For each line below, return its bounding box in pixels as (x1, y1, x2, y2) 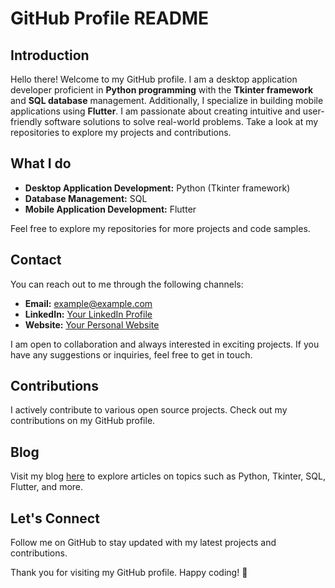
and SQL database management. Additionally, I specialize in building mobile (10, 95, 324, 106)
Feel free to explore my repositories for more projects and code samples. (10, 222, 311, 234)
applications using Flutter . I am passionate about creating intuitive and (10, 105, 301, 117)
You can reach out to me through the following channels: (10, 278, 244, 290)
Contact (10, 252, 62, 269)
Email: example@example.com (24, 297, 153, 309)
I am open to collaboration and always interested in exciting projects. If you (10, 338, 320, 350)
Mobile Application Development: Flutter (24, 203, 197, 215)
